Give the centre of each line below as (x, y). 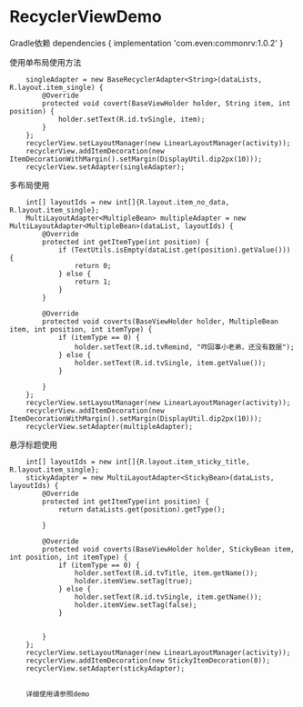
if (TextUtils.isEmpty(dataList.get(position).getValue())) (174, 250)
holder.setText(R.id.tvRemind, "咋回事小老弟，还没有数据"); (184, 347)
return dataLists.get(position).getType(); (141, 509)
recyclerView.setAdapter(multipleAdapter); (110, 426)
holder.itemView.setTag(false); (136, 605)
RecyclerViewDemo (86, 17)
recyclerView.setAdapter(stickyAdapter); (105, 668)
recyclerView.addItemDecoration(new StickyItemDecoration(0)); (148, 661)
